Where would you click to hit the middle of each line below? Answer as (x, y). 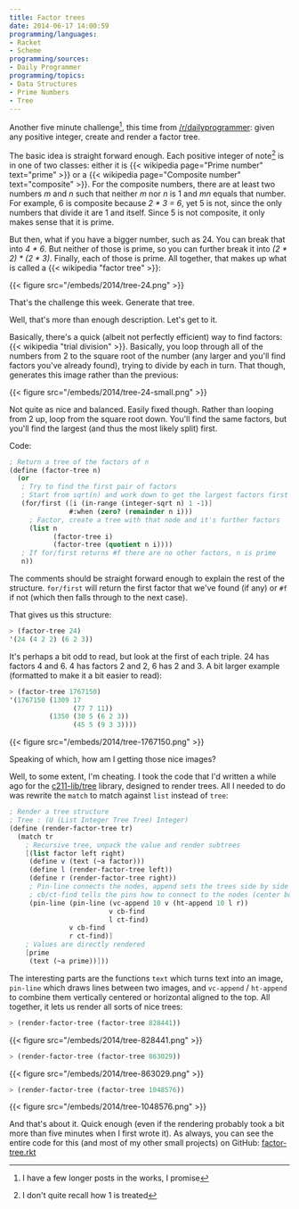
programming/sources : (49, 59)
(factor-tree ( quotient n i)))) (113, 545)
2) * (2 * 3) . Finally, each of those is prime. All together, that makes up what (148, 258)
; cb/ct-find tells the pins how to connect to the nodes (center (154, 894)
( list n (43, 528)
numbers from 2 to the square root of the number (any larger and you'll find (148, 356)
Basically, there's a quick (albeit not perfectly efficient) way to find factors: (146, 336)
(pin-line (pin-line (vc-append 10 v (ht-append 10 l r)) (139, 903)
